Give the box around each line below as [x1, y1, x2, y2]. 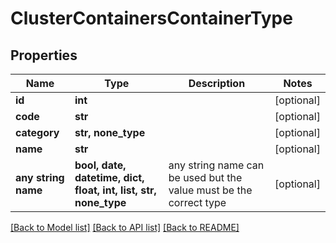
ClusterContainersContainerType [10, 7, 293, 30]
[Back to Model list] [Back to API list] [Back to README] [10, 222, 240, 233]
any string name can [168, 158, 265, 172]
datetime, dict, [74, 171, 145, 184]
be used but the [168, 171, 243, 184]
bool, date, [74, 158, 127, 172]
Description [188, 77, 246, 90]
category [15, 126, 60, 139]
